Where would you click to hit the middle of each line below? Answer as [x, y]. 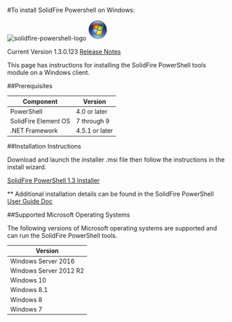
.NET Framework [34, 130]
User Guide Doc [30, 201]
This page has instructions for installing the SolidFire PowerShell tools [107, 65]
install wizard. [27, 167]
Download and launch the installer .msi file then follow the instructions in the [116, 160]
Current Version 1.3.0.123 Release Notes [64, 52]
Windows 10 [28, 280]
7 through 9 [93, 121]
